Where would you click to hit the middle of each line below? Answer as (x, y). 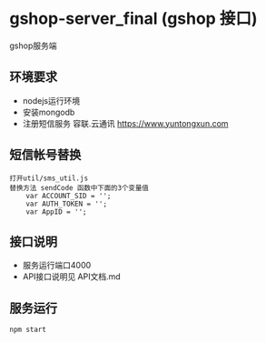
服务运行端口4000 (57, 266)
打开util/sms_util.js (49, 178)
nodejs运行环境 (51, 100)
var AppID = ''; (57, 212)
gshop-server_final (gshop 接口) (133, 19)
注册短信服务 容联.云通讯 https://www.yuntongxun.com (125, 123)
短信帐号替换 (45, 155)
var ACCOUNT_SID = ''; (69, 196)
